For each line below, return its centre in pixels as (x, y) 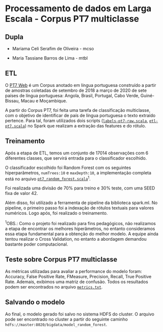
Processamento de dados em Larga (78, 9)
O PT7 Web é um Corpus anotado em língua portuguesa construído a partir (81, 85)
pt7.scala (15, 126)
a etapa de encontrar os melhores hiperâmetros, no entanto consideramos (80, 228)
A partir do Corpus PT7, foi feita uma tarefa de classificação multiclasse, (78, 110)
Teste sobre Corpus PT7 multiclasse (61, 259)
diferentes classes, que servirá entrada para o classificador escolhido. (76, 158)
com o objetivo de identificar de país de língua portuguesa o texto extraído (80, 115)
